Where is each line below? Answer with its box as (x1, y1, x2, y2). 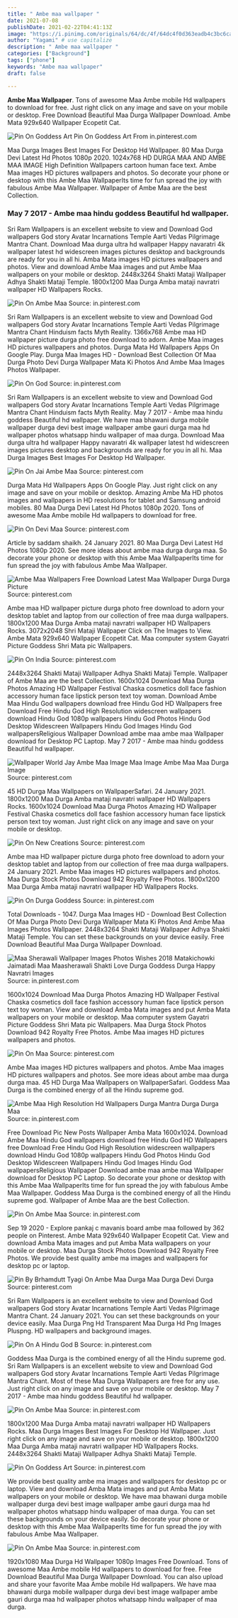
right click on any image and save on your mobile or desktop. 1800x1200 (7, 1434, 220, 1443)
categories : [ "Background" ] (7, 50, 91, 58)
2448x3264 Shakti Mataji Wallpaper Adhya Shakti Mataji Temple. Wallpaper (7, 669, 228, 677)
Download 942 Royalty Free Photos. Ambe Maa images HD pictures (7, 1027, 205, 1037)
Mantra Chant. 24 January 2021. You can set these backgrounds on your (7, 1311, 220, 1320)
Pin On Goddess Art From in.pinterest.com (73, 132, 197, 141)
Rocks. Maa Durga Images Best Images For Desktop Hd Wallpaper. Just (7, 1426, 216, 1435)
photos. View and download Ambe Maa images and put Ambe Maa (7, 262, 202, 270)
